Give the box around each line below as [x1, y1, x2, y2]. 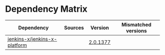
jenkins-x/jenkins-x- [7, 35, 57, 42]
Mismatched [121, 21, 152, 28]
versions [126, 27, 147, 34]
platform [7, 42, 27, 49]
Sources [64, 24, 84, 31]
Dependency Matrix [5, 3, 87, 15]
